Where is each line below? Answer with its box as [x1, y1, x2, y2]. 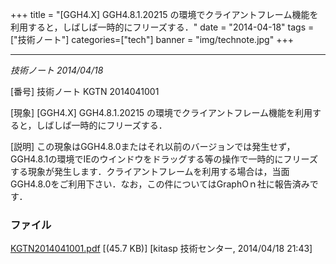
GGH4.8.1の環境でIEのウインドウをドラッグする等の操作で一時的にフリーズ [10, 153, 318, 165]
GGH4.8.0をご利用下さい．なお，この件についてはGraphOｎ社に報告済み [10, 178, 310, 190]
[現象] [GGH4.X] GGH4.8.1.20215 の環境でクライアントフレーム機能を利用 [10, 107, 313, 118]
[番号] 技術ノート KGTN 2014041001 [10, 86, 160, 97]
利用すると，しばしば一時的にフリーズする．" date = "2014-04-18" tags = [10, 21, 315, 33]
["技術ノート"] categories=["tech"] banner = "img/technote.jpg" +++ [10, 34, 294, 45]
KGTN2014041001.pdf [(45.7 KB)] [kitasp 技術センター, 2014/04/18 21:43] [10, 243, 313, 255]
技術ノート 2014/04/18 [10, 64, 104, 76]
